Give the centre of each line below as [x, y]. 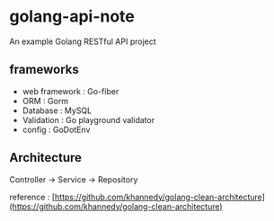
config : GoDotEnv [56, 129]
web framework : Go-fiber [71, 91]
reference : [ [32, 197]
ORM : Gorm [45, 101]
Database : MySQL [57, 110]
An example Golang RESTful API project [83, 41]
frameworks [44, 70]
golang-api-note [72, 17]
